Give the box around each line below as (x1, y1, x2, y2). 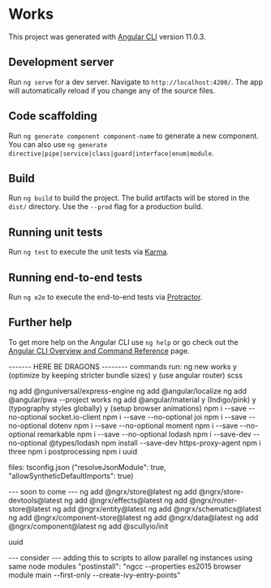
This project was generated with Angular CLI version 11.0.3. (8, 32, 206, 41)
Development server (8, 55, 114, 69)
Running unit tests (8, 225, 103, 239)
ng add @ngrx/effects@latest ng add (63, 495, 188, 505)
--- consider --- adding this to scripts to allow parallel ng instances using (8, 552, 253, 562)
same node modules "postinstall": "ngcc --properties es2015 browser (8, 561, 242, 571)
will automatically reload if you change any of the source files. (8, 85, 216, 95)
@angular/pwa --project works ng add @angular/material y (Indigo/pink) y (8, 394, 257, 404)
